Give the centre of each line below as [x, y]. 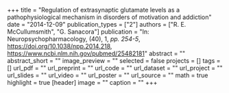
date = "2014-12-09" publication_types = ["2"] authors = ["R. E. [97, 24]
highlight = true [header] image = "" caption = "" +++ [82, 82]
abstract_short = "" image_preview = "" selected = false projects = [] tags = [114, 61]
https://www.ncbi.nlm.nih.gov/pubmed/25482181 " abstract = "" [96, 53]
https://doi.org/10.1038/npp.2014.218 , [60, 46]
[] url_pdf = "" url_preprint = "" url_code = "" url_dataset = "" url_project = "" [115, 68]
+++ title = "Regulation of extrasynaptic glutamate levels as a [94, 10]
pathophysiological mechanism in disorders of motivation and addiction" [109, 17]
